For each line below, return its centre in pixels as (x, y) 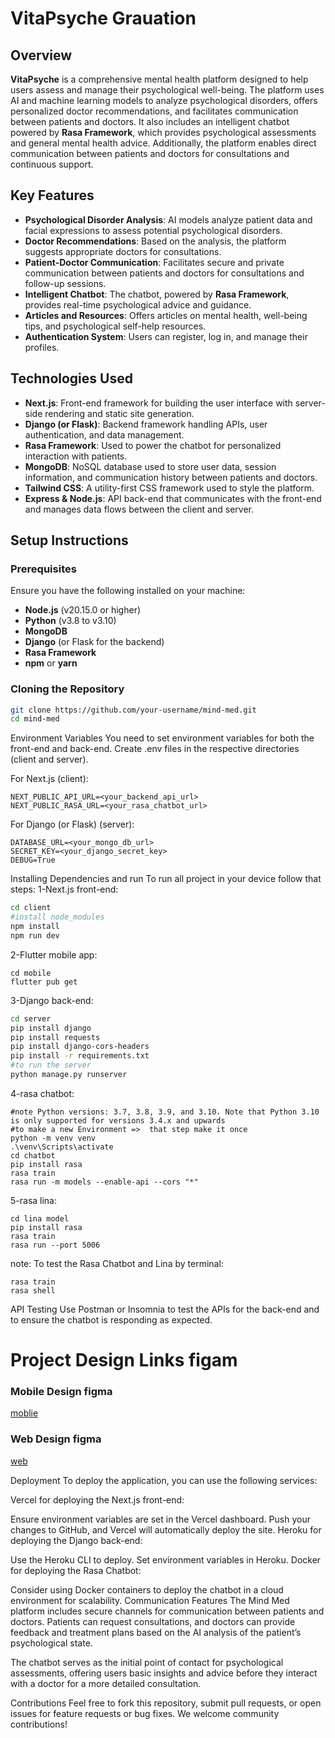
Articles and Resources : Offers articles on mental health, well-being (166, 315)
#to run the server (51, 1065)
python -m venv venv (53, 1138)
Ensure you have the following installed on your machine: (128, 591)
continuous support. (52, 164)
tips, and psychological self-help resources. (115, 326)
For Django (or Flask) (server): (72, 824)
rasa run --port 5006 (55, 1245)
